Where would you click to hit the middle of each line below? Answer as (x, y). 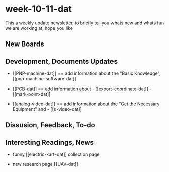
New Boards (25, 44)
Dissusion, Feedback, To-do (50, 125)
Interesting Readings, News (50, 142)
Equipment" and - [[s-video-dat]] (47, 109)
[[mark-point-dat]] (32, 94)
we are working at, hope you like (39, 28)
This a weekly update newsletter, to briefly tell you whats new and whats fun (85, 23)
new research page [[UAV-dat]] (45, 164)
